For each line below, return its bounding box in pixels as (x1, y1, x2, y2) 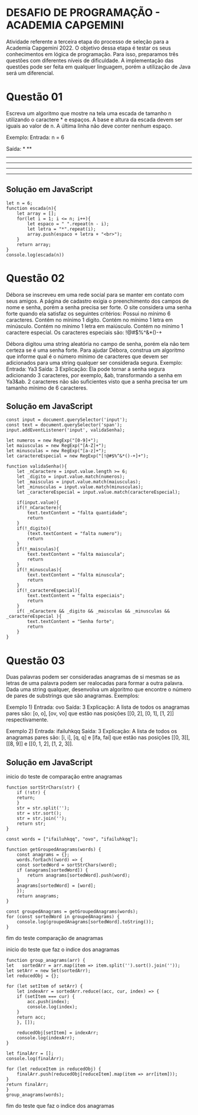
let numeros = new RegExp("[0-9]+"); (6, 437, 99, 443)
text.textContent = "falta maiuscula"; (27, 552, 126, 557)
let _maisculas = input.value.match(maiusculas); (16, 479, 141, 485)
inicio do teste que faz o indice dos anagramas (6, 946, 120, 953)
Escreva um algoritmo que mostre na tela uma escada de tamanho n (6, 109, 172, 116)
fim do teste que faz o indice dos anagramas (6, 1103, 115, 1110)
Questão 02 (6, 271, 65, 285)
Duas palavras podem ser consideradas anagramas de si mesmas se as (6, 673, 180, 680)
